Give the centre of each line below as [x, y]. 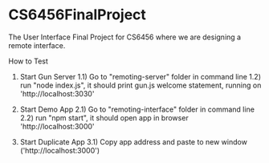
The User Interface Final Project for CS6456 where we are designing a [125, 37]
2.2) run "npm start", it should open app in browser [104, 117]
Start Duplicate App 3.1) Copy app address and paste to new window [133, 141]
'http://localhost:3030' [57, 93]
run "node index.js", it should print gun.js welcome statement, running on [141, 85]
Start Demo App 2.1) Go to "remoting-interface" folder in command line [137, 109]
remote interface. [37, 45]
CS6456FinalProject [77, 15]
